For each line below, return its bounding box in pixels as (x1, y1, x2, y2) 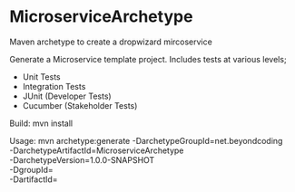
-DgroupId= (9, 164, 54, 175)
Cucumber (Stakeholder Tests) (22, 100, 138, 110)
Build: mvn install (9, 118, 74, 129)
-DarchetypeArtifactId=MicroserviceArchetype (9, 145, 184, 156)
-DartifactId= (9, 174, 58, 185)
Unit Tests (22, 71, 61, 82)
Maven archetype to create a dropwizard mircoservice (9, 36, 213, 47)
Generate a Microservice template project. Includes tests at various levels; (9, 53, 288, 64)
